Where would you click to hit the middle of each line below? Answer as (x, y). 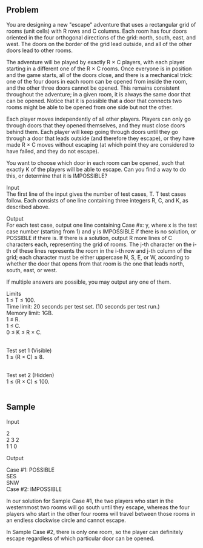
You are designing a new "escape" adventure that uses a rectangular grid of (101, 24)
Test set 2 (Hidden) (30, 375)
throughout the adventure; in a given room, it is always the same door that (98, 94)
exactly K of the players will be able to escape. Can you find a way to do (96, 169)
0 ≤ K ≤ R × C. (24, 332)
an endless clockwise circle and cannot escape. (66, 520)
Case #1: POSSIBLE (30, 470)
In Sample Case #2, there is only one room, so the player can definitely (95, 532)
